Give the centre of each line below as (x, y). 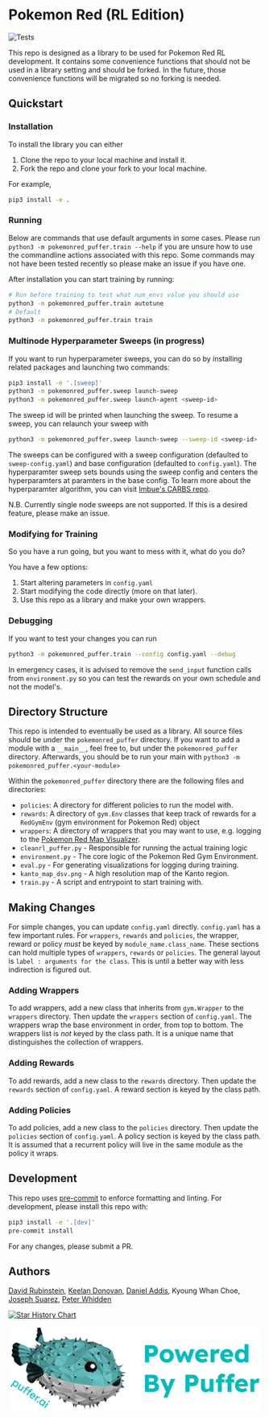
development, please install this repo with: (79, 1206)
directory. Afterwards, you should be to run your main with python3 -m (124, 757)
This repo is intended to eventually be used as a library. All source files (126, 731)
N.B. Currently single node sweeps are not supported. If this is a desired (128, 505)
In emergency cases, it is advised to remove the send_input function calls (130, 669)
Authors (29, 1272)
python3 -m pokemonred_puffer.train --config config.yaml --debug (122, 654)
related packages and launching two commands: (89, 367)
